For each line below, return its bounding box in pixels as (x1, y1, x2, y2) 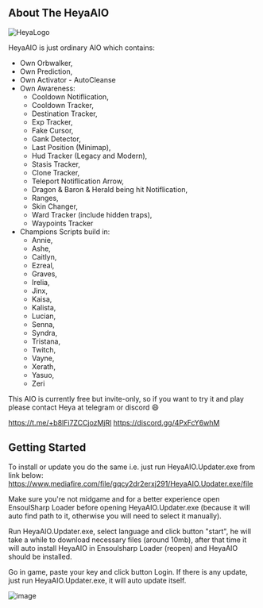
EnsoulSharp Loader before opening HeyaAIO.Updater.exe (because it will (8, 502, 250, 512)
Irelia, (31, 277, 50, 287)
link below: (8, 470, 44, 479)
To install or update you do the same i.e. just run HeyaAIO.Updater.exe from (8, 462, 256, 471)
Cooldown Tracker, (31, 100, 94, 110)
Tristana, (31, 337, 61, 346)
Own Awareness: (19, 83, 75, 93)
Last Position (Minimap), (31, 142, 111, 152)
